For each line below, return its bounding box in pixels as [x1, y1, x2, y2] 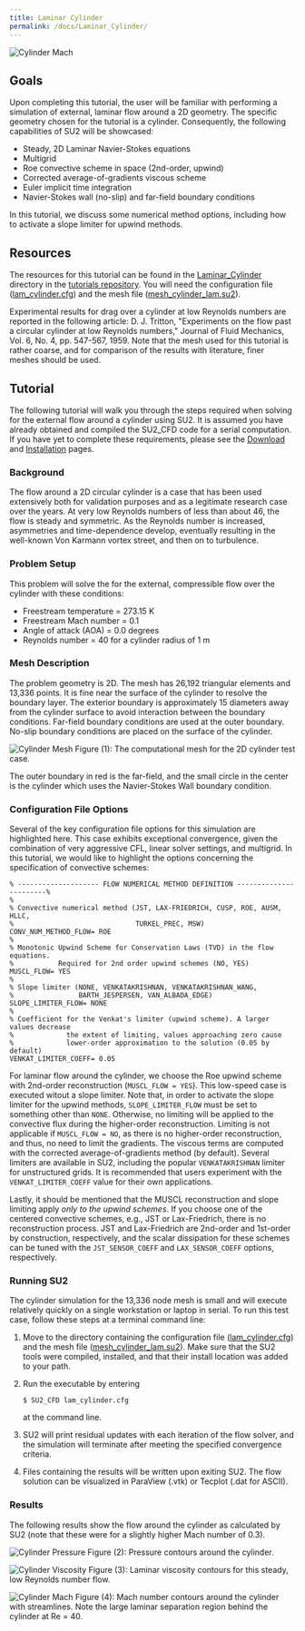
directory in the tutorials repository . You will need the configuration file [9, 279, 274, 290]
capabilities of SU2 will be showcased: [9, 126, 154, 137]
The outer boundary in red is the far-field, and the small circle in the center [9, 771, 289, 781]
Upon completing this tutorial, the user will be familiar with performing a [9, 97, 278, 108]
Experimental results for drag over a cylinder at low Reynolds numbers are [9, 306, 287, 318]
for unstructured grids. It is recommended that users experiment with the [9, 1167, 282, 1178]
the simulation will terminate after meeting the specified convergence [22, 1439, 282, 1450]
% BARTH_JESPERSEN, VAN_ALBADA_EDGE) [9, 991, 213, 1000]
